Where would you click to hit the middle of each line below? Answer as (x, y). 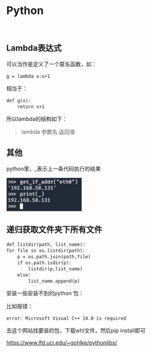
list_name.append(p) (54, 281)
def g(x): (19, 100)
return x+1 (31, 107)
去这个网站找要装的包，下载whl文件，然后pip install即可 (76, 331)
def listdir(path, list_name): (46, 245)
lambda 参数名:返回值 (48, 132)
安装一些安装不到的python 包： (45, 294)
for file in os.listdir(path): (46, 251)
